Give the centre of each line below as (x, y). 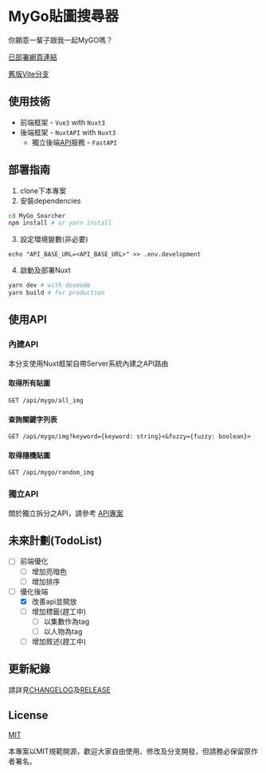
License (28, 716)
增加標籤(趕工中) (59, 611)
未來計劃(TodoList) (55, 541)
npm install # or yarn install (60, 223)
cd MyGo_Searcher (37, 216)
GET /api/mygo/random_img (51, 473)
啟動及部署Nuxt (45, 270)
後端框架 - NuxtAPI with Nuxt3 (68, 132)
